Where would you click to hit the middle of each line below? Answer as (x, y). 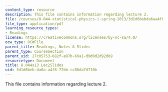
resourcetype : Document (30, 61)
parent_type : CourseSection (34, 51)
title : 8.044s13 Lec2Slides (34, 65)
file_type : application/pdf (34, 24)
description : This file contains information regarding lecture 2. (77, 14)
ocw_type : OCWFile (24, 42)
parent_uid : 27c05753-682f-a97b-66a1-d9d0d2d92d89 (59, 56)
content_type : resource (30, 10)
